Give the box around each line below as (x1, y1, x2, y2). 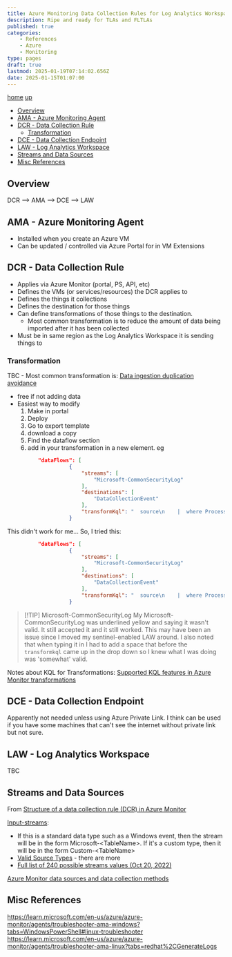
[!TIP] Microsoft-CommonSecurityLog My (23, 611, 143, 619)
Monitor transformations (7, 675, 76, 684)
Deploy (27, 415, 48, 423)
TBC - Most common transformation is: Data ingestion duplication (7, 372, 195, 380)
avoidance (7, 379, 37, 387)
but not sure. (7, 729, 43, 737)
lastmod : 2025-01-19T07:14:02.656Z (7, 68, 110, 75)
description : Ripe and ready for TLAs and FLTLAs (7, 17, 153, 23)
